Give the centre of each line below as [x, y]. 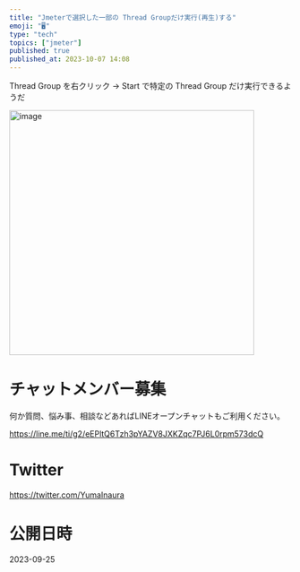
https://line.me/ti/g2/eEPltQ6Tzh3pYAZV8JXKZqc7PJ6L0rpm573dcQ [137, 433]
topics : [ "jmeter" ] [46, 43]
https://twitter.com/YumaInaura [67, 495]
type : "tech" [34, 34]
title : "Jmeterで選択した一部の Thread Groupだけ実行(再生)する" [123, 17]
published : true [39, 51]
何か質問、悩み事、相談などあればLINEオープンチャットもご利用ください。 [147, 416]
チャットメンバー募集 [88, 390]
